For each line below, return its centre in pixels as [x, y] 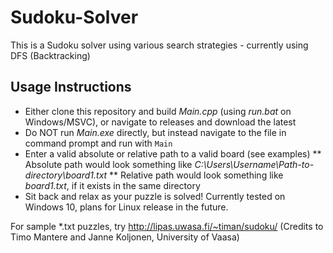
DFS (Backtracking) [50, 55]
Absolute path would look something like [108, 164]
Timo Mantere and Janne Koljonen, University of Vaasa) [125, 237]
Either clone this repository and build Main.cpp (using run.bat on [158, 111]
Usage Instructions [71, 87]
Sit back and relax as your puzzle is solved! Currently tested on [155, 196]
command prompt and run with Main [98, 143]
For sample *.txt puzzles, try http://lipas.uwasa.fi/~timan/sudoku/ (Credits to [167, 226]
